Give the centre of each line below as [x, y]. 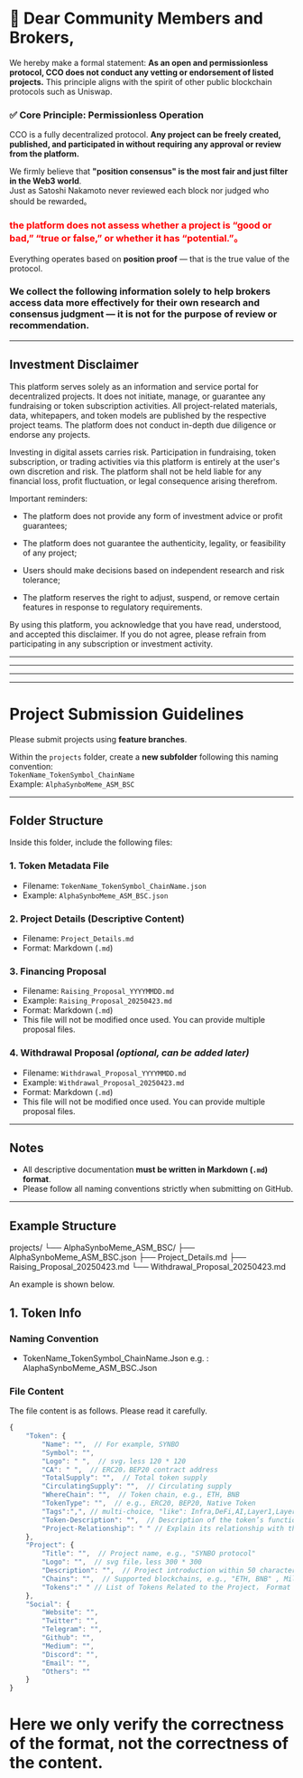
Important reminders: [49, 498]
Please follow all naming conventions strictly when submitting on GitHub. [158, 1189]
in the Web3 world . [46, 181]
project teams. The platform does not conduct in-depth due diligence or [143, 425]
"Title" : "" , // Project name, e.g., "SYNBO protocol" [149, 1554]
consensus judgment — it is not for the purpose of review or [143, 314]
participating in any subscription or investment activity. [111, 643]
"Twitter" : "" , [70, 1621]
